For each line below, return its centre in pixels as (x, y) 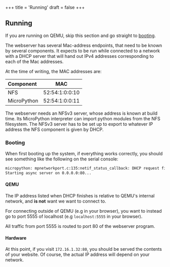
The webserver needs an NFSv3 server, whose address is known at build (81, 113)
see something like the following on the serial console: (62, 159)
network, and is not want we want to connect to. (56, 201)
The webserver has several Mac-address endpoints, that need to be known (84, 45)
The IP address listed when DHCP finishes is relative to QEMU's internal (80, 196)
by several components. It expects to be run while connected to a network (83, 51)
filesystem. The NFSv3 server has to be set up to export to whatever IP (79, 124)
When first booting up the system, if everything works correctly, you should (84, 154)
